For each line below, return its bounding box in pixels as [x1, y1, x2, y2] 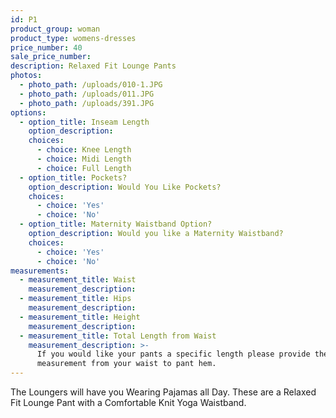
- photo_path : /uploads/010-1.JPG [19, 80, 163, 90]
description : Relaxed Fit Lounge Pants [10, 61, 177, 71]
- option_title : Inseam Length [19, 117, 150, 127]
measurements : [10, 266, 70, 276]
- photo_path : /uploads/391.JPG [19, 98, 155, 108]
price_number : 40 [10, 42, 83, 53]
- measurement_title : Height [19, 312, 141, 322]
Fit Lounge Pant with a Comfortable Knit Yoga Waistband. [10, 397, 247, 408]
